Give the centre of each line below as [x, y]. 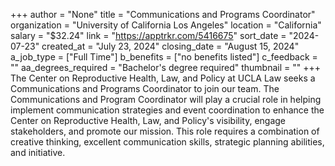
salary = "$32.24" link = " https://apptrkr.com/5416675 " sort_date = [148, 35]
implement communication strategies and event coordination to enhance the [167, 110]
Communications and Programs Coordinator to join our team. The [145, 88]
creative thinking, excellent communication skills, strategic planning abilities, [167, 142]
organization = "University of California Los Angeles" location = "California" [166, 25]
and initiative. [38, 152]
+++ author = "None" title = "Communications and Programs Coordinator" [163, 14]
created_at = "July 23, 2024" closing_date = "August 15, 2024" [170, 46]
